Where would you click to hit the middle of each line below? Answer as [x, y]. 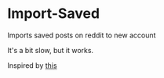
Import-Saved [53, 14]
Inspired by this [32, 65]
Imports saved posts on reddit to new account [82, 35]
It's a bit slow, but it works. [51, 50]
